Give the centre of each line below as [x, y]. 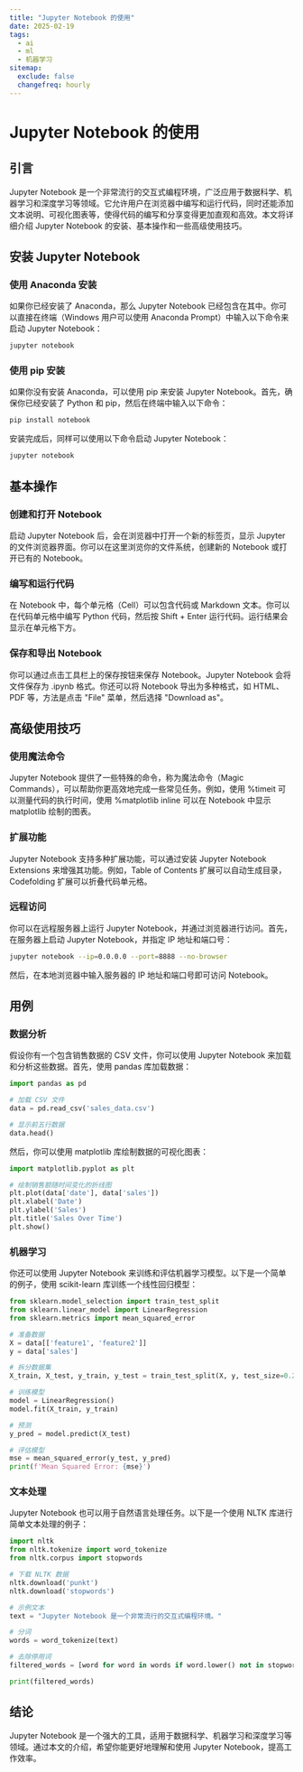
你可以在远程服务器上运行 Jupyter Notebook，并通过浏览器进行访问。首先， [151, 928]
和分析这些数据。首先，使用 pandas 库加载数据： [101, 1067]
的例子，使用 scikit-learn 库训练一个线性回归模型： [104, 1285]
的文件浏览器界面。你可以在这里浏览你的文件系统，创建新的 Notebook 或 [144, 546]
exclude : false [46, 77]
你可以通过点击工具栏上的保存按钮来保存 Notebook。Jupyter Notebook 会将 [150, 674]
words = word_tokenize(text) [64, 1641]
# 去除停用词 [30, 1657]
